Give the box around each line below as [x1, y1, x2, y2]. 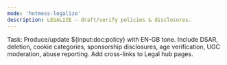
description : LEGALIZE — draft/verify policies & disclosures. [7, 16, 192, 23]
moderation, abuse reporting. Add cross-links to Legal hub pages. [7, 49, 193, 58]
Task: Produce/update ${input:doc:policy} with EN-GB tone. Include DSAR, [7, 35, 218, 43]
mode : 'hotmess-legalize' [7, 10, 81, 17]
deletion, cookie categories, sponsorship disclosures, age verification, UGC [7, 42, 221, 51]
